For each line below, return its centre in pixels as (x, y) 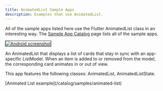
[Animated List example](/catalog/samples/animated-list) (63, 83)
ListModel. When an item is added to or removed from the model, (89, 59)
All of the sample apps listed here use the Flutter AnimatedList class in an (80, 28)
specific (13, 59)
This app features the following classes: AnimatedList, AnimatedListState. (80, 73)
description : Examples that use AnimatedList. (54, 14)
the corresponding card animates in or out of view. (57, 64)
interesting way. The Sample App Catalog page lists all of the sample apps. (82, 34)
